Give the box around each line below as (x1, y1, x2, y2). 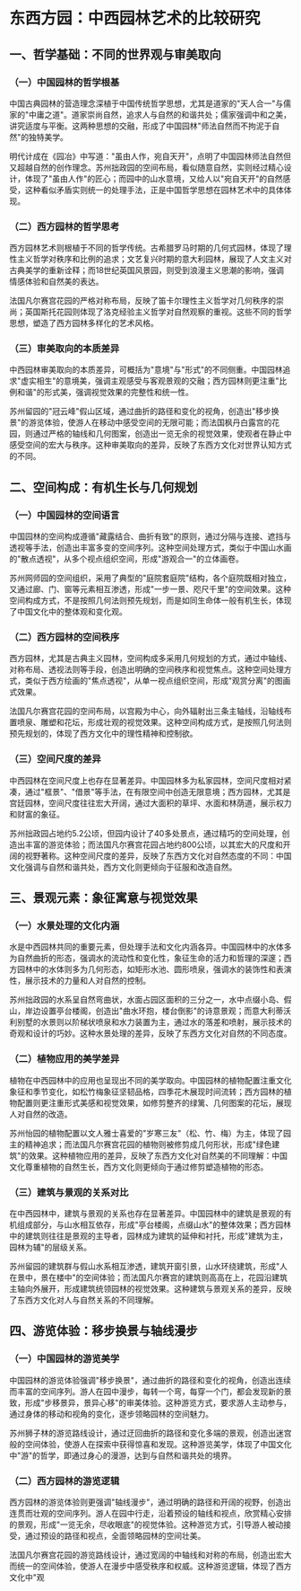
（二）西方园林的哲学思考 (9, 220, 120, 233)
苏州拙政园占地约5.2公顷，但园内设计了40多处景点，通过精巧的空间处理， (9, 827, 282, 838)
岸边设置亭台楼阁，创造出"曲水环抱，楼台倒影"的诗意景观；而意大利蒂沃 (24, 1005, 292, 1016)
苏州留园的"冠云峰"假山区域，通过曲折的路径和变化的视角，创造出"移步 (9, 406, 271, 417)
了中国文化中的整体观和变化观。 (9, 606, 127, 617)
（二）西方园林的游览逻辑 (9, 1474, 120, 1487)
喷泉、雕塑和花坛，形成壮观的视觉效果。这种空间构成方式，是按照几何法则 (16, 717, 292, 728)
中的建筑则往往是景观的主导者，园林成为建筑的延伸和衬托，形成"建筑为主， (9, 1231, 288, 1242)
